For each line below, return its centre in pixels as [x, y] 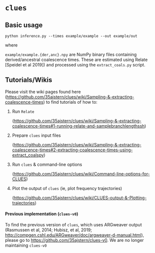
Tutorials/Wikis [29, 80]
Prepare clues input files [36, 135]
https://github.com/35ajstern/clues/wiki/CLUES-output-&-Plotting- [80, 198]
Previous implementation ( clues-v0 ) [42, 214]
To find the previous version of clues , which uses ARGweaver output [73, 225]
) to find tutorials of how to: [70, 102]
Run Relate [23, 111]
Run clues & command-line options [47, 164]
